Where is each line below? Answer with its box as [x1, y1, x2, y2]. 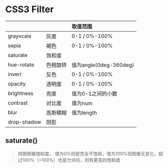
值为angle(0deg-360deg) [71, 61, 134, 68]
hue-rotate [8, 61, 35, 68]
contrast [8, 99, 28, 106]
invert [8, 70, 22, 77]
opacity [8, 80, 26, 87]
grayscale [8, 32, 32, 39]
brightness [8, 90, 34, 97]
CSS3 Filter [5, 4, 54, 15]
